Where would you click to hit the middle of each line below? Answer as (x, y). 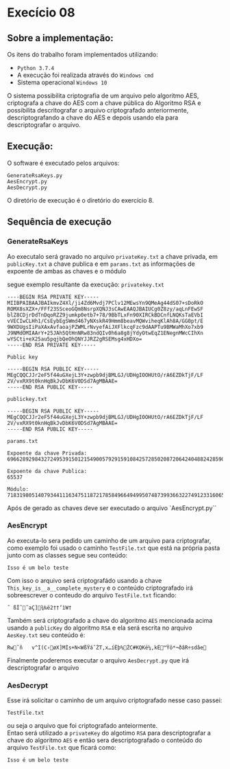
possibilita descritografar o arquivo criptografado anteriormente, (98, 110)
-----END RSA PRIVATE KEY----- (52, 345)
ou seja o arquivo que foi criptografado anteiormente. (82, 726)
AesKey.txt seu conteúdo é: (46, 635)
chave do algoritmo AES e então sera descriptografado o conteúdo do (105, 740)
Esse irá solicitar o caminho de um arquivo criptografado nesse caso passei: (115, 700)
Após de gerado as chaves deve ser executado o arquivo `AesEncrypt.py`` (112, 508)
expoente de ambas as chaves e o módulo (67, 271)
